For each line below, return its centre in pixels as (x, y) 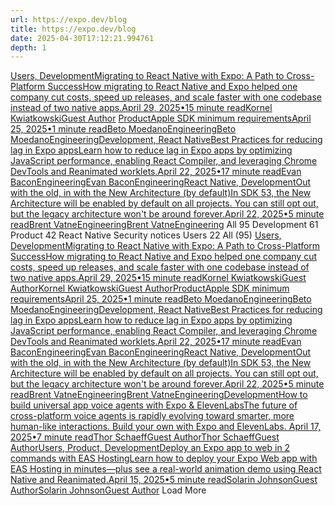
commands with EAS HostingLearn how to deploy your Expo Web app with (164, 458)
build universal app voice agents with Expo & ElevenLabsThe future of (154, 405)
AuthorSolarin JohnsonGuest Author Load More (108, 490)
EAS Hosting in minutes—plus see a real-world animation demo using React (166, 469)
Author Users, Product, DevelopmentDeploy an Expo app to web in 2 (150, 448)
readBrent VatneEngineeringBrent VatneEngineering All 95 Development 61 (164, 225)
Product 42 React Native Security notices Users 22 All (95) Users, (146, 235)
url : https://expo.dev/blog (69, 19)
